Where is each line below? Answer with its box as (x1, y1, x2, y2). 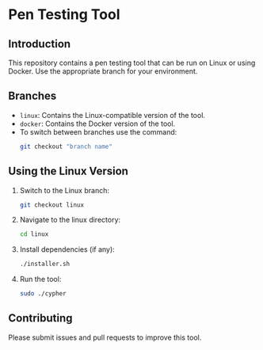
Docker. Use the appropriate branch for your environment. (8, 67, 198, 76)
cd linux (19, 230, 49, 238)
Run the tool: (19, 275, 62, 284)
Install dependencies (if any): (19, 245, 115, 254)
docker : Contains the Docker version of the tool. (19, 119, 176, 128)
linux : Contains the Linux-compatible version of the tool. (19, 110, 206, 120)
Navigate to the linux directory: (19, 215, 121, 225)
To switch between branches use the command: (19, 127, 177, 136)
